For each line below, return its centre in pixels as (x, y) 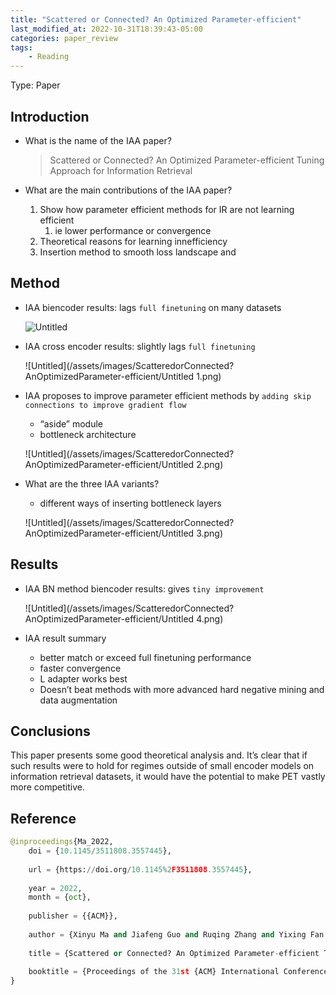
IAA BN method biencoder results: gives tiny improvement (144, 588)
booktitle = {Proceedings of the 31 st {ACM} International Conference (178, 972)
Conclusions (50, 731)
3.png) (210, 533)
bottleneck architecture (88, 434)
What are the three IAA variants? (92, 483)
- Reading (49, 57)
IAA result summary (65, 638)
